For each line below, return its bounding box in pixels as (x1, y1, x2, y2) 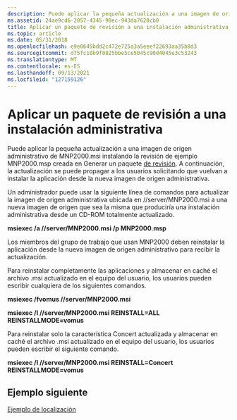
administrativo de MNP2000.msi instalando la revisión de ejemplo (7, 152, 198, 161)
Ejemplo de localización (7, 405, 76, 414)
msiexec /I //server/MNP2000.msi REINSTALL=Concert (7, 359, 174, 367)
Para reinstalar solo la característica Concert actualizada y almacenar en (7, 330, 219, 338)
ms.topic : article (7, 30, 61, 37)
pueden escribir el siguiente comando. (7, 345, 119, 353)
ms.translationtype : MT (7, 56, 78, 63)
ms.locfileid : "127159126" (7, 75, 87, 83)
